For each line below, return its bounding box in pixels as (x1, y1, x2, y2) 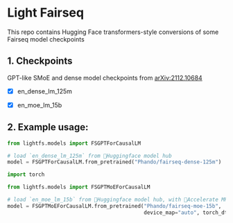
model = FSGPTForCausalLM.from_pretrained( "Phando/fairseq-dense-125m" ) (7, 159, 222, 166)
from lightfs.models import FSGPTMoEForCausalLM (7, 184, 150, 191)
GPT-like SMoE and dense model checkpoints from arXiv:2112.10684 (7, 73, 202, 82)
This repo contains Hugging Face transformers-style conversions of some (7, 28, 219, 36)
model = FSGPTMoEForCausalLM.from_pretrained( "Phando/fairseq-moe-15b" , (7, 202, 222, 209)
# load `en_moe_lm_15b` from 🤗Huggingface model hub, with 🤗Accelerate (7, 196, 218, 204)
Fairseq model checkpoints (7, 35, 85, 43)
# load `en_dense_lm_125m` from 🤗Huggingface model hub (7, 152, 172, 159)
